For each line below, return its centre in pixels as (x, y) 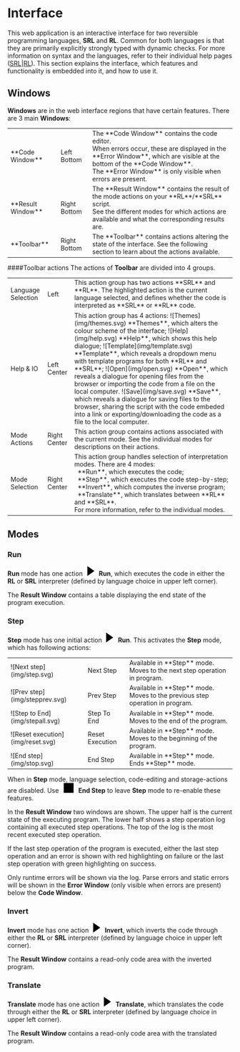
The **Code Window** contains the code (155, 133)
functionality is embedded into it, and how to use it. (83, 71)
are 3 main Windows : (39, 118)
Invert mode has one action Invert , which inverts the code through (113, 931)
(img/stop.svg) (32, 763)
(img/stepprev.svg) (39, 699)
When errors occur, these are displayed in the (159, 149)
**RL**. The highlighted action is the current (141, 290)
